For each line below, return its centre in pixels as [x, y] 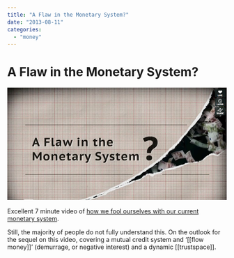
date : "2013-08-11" [36, 22]
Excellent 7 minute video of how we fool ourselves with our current [103, 211]
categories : [24, 29]
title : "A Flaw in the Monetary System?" [68, 15]
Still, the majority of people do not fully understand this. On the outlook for [114, 232]
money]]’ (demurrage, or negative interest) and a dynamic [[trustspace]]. [112, 247]
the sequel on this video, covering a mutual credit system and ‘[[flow [106, 239]
